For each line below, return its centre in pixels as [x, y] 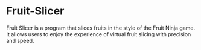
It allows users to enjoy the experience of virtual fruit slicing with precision [99, 34]
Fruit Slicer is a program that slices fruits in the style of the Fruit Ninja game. [101, 28]
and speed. [20, 40]
